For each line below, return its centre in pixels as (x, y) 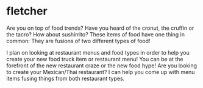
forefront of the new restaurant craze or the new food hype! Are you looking (101, 66)
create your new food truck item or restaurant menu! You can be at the (95, 59)
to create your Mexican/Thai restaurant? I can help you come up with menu (101, 72)
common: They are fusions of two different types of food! (78, 41)
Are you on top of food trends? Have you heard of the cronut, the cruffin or (100, 28)
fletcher (27, 11)
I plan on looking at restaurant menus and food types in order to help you (98, 52)
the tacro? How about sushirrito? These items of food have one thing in (95, 34)
